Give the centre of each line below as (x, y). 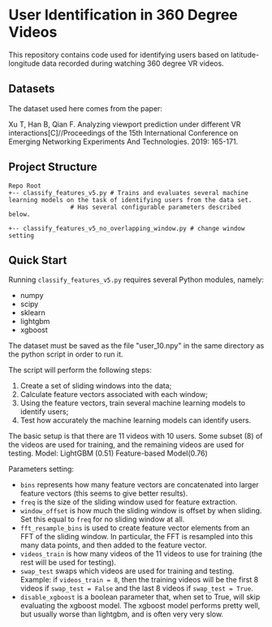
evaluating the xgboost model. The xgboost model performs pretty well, (140, 606)
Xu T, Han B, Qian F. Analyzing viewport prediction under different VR (125, 124)
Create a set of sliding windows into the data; (96, 386)
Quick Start (38, 260)
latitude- (245, 54)
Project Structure (53, 167)
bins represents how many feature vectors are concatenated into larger (140, 485)
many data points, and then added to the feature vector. (113, 545)
